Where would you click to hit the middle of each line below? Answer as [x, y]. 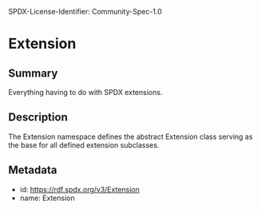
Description [38, 118]
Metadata [33, 170]
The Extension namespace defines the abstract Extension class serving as [130, 136]
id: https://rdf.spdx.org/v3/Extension [79, 189]
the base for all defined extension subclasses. [84, 145]
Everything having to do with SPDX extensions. [85, 92]
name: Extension [47, 198]
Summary [33, 73]
